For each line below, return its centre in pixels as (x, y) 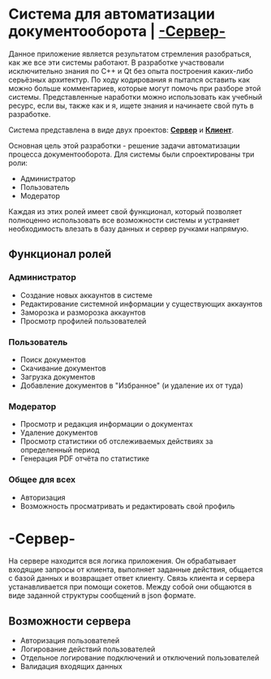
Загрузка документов (58, 376)
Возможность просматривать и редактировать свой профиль (127, 506)
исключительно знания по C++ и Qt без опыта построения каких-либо (131, 71)
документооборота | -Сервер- (117, 31)
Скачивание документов (63, 368)
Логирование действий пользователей (88, 649)
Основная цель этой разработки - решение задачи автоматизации (125, 145)
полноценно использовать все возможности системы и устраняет (124, 220)
